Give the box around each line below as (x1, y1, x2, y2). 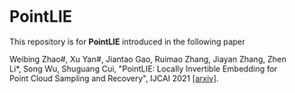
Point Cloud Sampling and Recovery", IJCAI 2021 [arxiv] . (9, 72, 219, 83)
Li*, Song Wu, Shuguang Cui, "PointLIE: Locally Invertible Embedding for (9, 63, 278, 74)
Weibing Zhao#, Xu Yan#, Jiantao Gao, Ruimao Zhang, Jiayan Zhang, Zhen (9, 53, 287, 64)
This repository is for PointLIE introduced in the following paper (9, 36, 245, 47)
